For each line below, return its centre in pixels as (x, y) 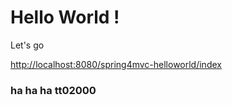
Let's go (27, 45)
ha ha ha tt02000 (53, 90)
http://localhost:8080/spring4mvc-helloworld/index (116, 64)
